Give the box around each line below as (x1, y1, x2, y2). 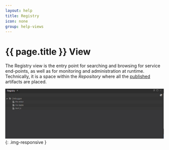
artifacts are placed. (5, 79, 47, 85)
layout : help (5, 8, 33, 13)
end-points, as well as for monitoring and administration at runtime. (5, 68, 145, 74)
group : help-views (5, 24, 44, 29)
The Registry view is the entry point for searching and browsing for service (5, 63, 161, 69)
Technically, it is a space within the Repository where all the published (5, 73, 150, 80)
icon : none (5, 19, 28, 24)
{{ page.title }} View (5, 46, 91, 58)
